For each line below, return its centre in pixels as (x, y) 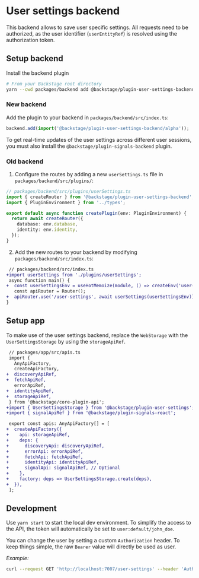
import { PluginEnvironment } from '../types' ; (66, 202)
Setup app (25, 321)
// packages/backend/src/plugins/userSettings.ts (69, 191)
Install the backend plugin (38, 73)
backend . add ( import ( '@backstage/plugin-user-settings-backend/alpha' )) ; (98, 128)
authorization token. (31, 40)
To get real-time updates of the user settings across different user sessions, (99, 139)
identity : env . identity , (47, 230)
